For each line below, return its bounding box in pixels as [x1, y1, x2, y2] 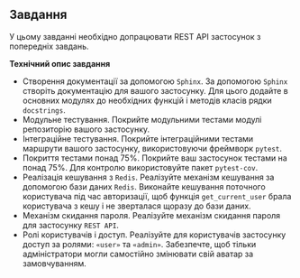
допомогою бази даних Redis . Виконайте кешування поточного [22, 181, 266, 192]
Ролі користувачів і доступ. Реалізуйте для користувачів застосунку [22, 229, 286, 240]
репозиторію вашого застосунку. [22, 124, 150, 134]
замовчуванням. [22, 257, 87, 269]
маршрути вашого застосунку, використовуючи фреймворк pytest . [22, 143, 282, 153]
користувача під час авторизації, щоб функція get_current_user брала [22, 190, 292, 201]
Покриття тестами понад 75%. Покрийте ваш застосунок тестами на [22, 153, 288, 163]
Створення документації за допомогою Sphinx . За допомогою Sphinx [22, 76, 288, 87]
